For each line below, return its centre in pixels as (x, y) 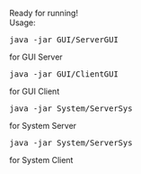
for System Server (43, 126)
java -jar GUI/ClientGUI (64, 74)
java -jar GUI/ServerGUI (64, 40)
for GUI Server (36, 57)
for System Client (41, 160)
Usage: (22, 23)
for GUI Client (35, 91)
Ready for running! (44, 13)
